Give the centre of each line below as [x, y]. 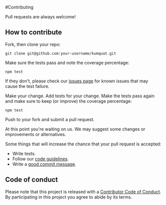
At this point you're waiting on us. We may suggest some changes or [75, 129]
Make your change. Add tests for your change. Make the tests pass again [80, 96]
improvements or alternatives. [36, 134]
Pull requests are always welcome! [40, 17]
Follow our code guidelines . [40, 159]
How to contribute [34, 33]
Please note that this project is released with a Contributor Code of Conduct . [83, 192]
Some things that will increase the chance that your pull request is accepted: [83, 144]
